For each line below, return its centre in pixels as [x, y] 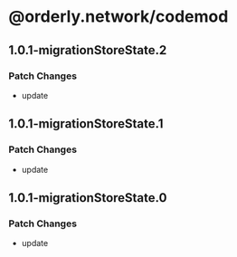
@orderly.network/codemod [118, 17]
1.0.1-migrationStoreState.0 [88, 198]
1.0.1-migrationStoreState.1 [86, 124]
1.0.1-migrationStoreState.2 [88, 50]
